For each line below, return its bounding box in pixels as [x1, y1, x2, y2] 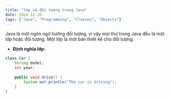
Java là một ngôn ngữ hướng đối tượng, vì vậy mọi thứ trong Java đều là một [5, 31, 165, 37]
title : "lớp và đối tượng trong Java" [5, 7, 87, 13]
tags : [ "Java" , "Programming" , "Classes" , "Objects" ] [5, 17, 122, 22]
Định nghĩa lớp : [12, 46, 46, 52]
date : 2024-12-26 [5, 12, 42, 17]
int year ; [14, 65, 36, 71]
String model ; [14, 60, 44, 66]
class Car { [5, 56, 30, 61]
